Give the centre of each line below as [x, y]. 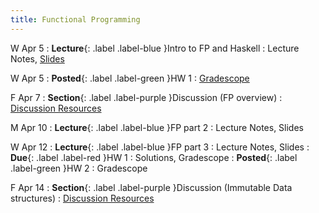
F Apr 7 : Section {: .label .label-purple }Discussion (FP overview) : [146, 97]
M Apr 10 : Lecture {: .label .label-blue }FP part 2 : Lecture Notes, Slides [157, 127]
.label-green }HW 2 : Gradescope [79, 168]
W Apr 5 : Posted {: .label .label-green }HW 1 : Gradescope [130, 78]
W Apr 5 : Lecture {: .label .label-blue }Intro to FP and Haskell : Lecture [155, 48]
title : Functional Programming [75, 19]
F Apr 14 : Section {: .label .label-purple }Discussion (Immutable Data [151, 187]
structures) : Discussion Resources [82, 198]
